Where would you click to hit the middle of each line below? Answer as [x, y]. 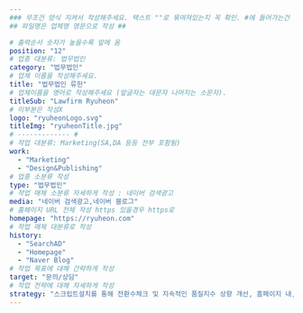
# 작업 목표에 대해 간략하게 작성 [62, 269]
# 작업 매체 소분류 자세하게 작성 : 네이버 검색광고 [92, 193]
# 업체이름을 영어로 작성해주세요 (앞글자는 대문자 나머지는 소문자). [118, 92]
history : [26, 235]
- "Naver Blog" [46, 261]
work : [19, 152]
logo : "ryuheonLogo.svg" [56, 118]
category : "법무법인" [46, 68]
